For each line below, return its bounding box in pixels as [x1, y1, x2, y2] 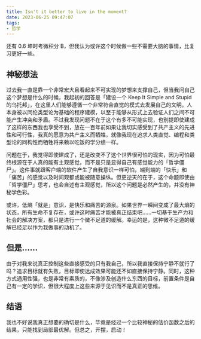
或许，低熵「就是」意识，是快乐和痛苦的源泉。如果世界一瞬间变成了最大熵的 [6, 201, 195, 209]
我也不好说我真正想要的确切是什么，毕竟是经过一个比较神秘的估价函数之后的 [6, 318, 195, 326]
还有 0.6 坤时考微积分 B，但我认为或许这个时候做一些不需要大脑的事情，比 [6, 42, 190, 50]
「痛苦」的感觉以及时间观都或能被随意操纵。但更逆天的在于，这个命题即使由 [6, 174, 195, 181]
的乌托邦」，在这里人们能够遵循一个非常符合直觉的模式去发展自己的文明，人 [6, 101, 193, 108]
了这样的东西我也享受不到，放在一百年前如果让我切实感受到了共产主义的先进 [6, 124, 195, 131]
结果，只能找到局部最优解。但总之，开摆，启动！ [6, 326, 127, 333]
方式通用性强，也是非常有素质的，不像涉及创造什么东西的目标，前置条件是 [6, 274, 190, 282]
